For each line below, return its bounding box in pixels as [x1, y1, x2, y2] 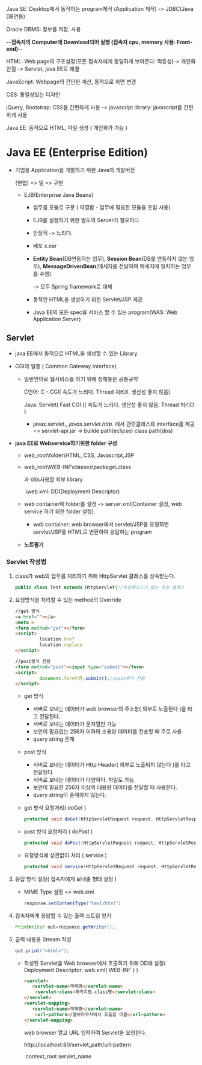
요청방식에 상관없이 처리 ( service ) [23, 852, 107, 859]
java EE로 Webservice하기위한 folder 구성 [14, 440, 117, 447]
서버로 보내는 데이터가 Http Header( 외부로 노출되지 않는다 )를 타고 [32, 761, 191, 769]
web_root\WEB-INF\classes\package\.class [23, 463, 131, 470]
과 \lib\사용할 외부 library [23, 476, 83, 483]
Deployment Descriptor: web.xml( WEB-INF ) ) [23, 966, 138, 973]
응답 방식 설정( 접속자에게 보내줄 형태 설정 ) [14, 875, 117, 883]
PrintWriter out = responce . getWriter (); [14, 924, 115, 930]
